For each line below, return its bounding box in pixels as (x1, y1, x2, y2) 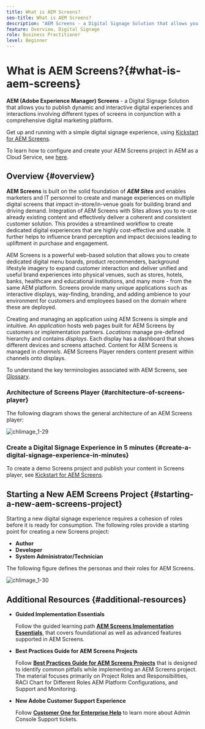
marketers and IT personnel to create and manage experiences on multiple (6, 194, 195, 201)
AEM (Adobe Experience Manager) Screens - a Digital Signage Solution (6, 97, 190, 104)
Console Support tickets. (15, 715, 78, 723)
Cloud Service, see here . (6, 153, 69, 161)
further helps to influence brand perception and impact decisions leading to (6, 233, 197, 240)
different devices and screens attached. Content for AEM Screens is (6, 341, 178, 349)
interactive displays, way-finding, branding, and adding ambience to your (6, 290, 191, 298)
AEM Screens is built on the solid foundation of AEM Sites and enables (6, 187, 187, 195)
